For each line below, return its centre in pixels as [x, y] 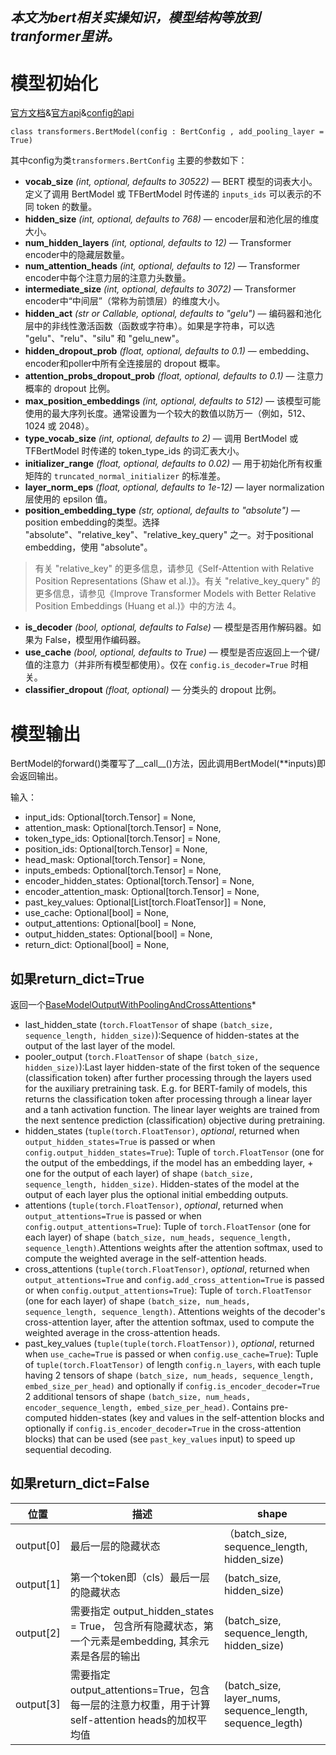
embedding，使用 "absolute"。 [88, 547]
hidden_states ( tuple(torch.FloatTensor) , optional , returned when [162, 1131]
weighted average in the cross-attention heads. [122, 1333]
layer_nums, [252, 1698]
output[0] [38, 1545]
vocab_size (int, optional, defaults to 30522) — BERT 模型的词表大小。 [171, 182]
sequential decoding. [68, 1450]
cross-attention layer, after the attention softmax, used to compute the [169, 1322]
